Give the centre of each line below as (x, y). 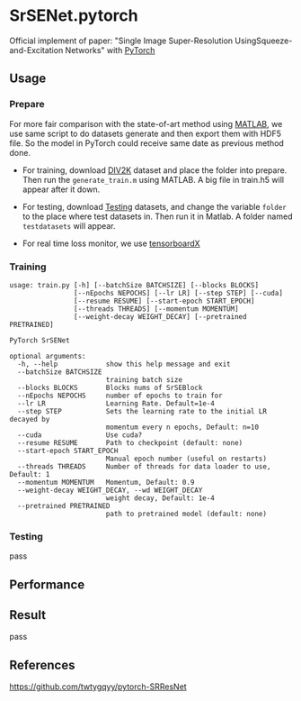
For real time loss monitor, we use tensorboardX (111, 243)
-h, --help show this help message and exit (124, 364)
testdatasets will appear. (69, 225)
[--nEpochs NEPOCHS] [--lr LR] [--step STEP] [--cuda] (178, 293)
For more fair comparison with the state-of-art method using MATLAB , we (146, 123)
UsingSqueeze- (264, 41)
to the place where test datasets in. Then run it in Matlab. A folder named (157, 216)
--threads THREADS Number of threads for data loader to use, (144, 466)
